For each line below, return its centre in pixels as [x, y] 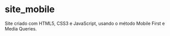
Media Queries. [21, 28]
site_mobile [30, 9]
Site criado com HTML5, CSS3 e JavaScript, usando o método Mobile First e [85, 23]
